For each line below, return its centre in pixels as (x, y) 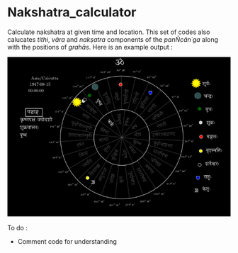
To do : (18, 227)
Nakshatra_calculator (72, 12)
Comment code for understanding (67, 241)
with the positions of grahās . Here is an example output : (90, 47)
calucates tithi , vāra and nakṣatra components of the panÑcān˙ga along (113, 39)
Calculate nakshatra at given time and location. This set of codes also (109, 32)
